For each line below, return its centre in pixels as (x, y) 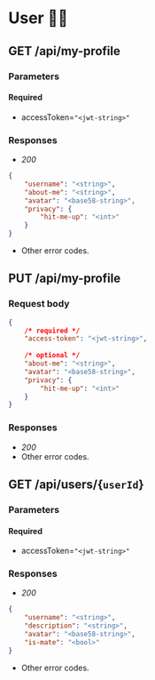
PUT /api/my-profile (65, 279)
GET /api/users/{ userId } (76, 484)
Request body (39, 304)
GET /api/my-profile (64, 51)
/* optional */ (52, 356)
